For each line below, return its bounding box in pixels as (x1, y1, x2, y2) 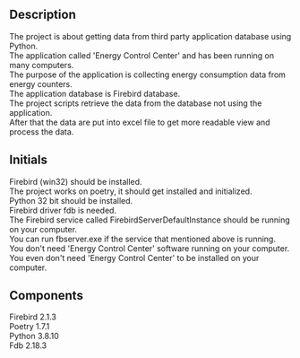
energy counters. (9, 78, 73, 89)
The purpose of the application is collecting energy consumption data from (9, 69, 287, 80)
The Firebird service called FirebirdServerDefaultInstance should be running (9, 214, 291, 225)
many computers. (9, 59, 74, 70)
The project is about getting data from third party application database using (9, 31, 292, 41)
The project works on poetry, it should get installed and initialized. (9, 186, 253, 196)
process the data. (9, 126, 74, 137)
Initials (9, 153, 47, 168)
